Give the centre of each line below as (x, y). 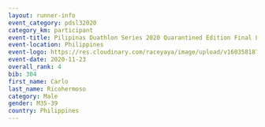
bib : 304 (22, 74)
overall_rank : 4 (35, 67)
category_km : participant (50, 30)
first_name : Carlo (38, 81)
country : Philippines (44, 111)
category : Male (33, 96)
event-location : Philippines (56, 45)
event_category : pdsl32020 (52, 23)
